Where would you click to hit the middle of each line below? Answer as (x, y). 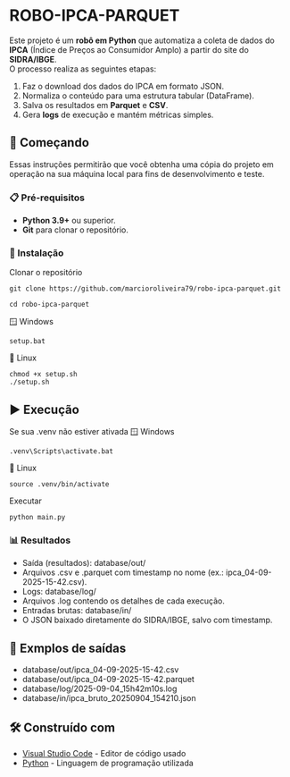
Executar (25, 501)
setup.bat (28, 342)
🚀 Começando (49, 143)
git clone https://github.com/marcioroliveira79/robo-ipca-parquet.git (145, 289)
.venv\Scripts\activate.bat (62, 452)
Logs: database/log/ (59, 592)
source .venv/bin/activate (59, 485)
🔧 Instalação (37, 253)
